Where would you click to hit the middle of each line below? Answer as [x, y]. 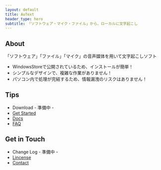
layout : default [22, 10]
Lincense [22, 157]
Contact [20, 163]
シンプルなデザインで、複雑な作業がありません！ [62, 73]
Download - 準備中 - [33, 108]
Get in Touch [25, 139]
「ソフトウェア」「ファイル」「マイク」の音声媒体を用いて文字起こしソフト [81, 56]
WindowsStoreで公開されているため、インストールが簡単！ [73, 67]
